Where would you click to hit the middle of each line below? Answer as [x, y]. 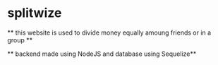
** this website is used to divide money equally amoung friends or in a [109, 32]
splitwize [35, 13]
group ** [20, 40]
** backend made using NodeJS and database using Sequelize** [102, 54]
